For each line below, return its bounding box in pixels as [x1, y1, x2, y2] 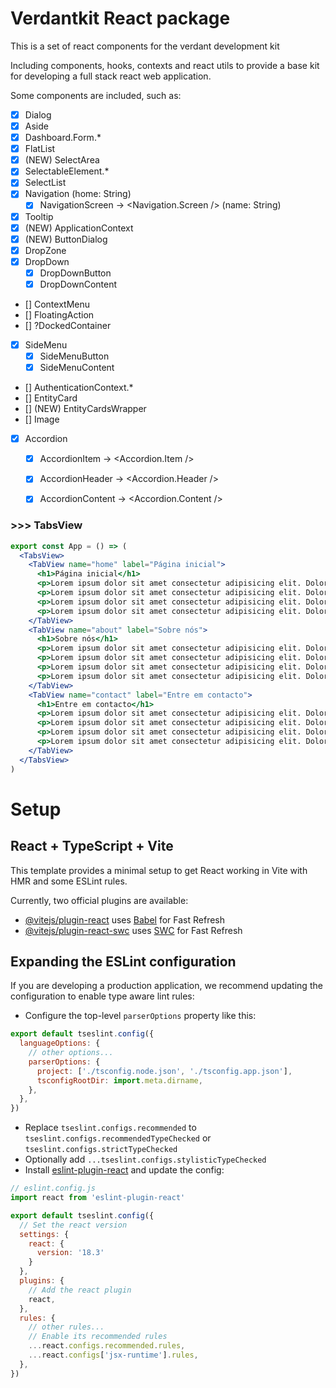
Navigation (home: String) [24, 188, 132, 200]
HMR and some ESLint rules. [10, 875, 128, 887]
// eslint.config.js [10, 1183, 97, 1194]
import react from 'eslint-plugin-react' [10, 1193, 186, 1203]
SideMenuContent [39, 362, 115, 374]
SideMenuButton [39, 350, 110, 362]
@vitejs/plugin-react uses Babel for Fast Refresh [24, 913, 226, 926]
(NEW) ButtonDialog [24, 233, 108, 245]
